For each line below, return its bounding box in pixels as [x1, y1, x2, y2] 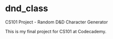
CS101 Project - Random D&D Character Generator [5, 19, 108, 25]
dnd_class [5, 3, 49, 14]
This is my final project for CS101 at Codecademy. [5, 28, 107, 34]
